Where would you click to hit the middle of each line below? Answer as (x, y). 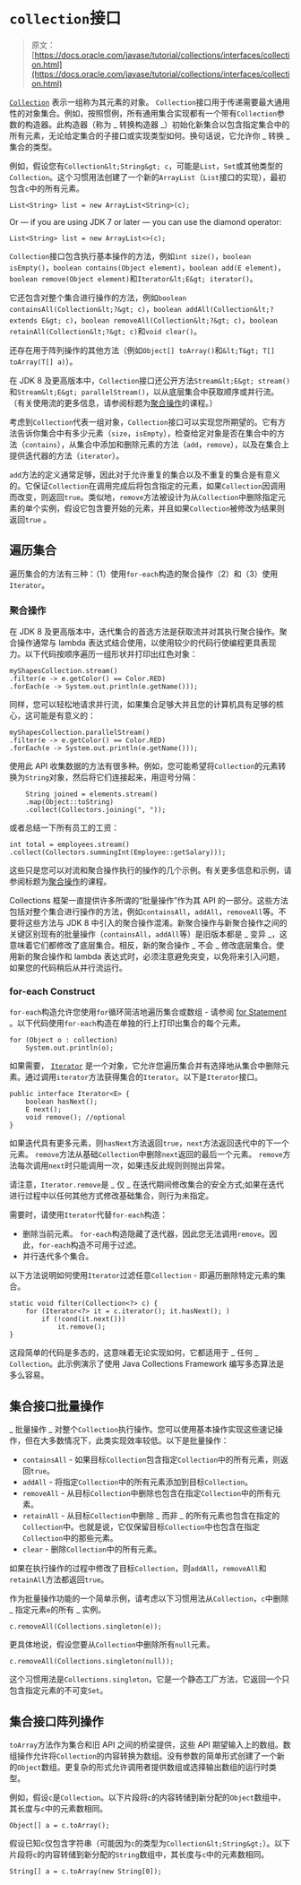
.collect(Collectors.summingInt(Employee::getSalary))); (118, 852)
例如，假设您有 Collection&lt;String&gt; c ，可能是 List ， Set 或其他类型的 (146, 166)
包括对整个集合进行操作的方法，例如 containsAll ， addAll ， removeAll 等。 (144, 912)
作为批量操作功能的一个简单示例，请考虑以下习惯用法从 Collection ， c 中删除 (149, 1599)
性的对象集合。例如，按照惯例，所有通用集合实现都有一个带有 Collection (143, 113)
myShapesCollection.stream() (64, 671)
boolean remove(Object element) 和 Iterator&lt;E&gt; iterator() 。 (133, 278)
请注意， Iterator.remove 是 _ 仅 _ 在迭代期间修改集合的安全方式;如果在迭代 (147, 1185)
